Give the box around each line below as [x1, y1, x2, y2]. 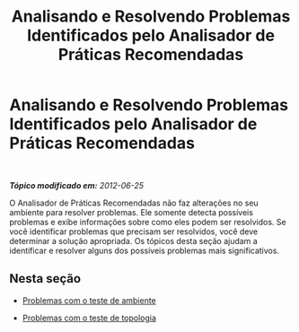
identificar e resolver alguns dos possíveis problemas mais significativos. [9, 245, 280, 256]
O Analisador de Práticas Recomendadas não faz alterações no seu [9, 197, 259, 208]
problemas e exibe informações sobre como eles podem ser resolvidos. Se [9, 216, 286, 227]
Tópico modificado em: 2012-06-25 [9, 179, 145, 190]
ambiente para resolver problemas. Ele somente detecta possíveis [9, 206, 254, 217]
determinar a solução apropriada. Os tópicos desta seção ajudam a [9, 235, 258, 246]
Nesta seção [9, 271, 82, 286]
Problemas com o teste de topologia [22, 312, 157, 323]
